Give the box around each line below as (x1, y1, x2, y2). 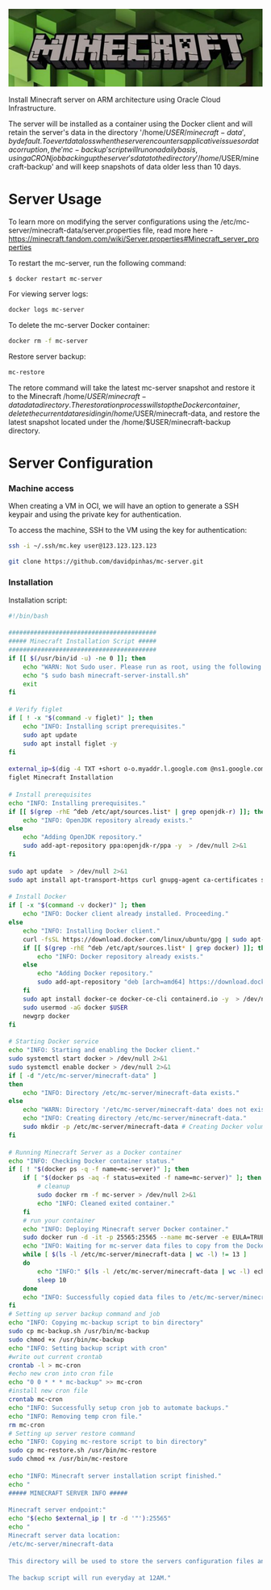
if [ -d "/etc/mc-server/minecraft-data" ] (8, 1072, 157, 1080)
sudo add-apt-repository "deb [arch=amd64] (37, 978, 186, 986)
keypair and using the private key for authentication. (8, 510, 181, 519)
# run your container (23, 1216, 95, 1224)
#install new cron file (8, 1387, 89, 1395)
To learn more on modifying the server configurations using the (8, 216, 219, 226)
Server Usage (8, 190, 102, 208)
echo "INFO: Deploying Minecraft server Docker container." (23, 1225, 229, 1233)
